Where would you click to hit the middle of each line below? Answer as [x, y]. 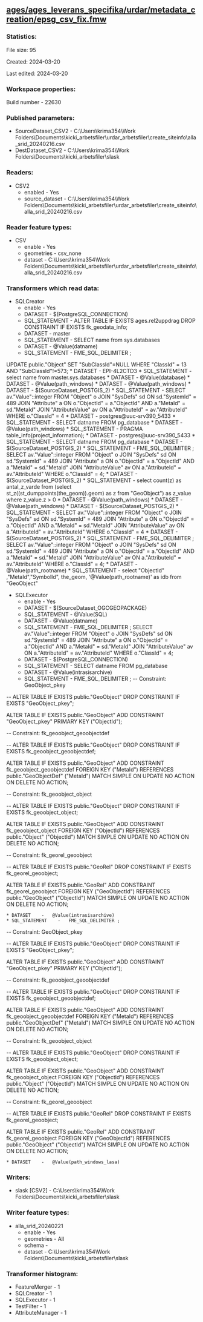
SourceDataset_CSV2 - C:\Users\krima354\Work [75, 131]
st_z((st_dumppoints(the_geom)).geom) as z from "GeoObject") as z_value [99, 494]
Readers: [20, 173]
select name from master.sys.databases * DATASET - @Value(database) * [98, 377]
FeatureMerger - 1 [37, 1287]
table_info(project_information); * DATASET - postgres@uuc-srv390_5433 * [101, 435]
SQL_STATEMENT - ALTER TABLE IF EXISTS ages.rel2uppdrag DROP [110, 321]
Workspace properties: [41, 89]
